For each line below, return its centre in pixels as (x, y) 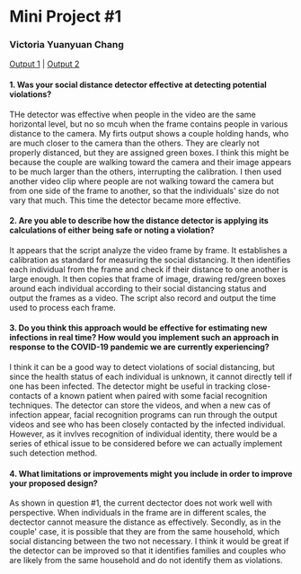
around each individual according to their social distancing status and (138, 288)
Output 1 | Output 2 (44, 64)
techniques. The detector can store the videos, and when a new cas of (140, 405)
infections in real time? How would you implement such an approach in (144, 338)
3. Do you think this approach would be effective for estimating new (138, 328)
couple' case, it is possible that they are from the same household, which (145, 532)
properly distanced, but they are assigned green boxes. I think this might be (149, 152)
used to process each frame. (63, 307)
